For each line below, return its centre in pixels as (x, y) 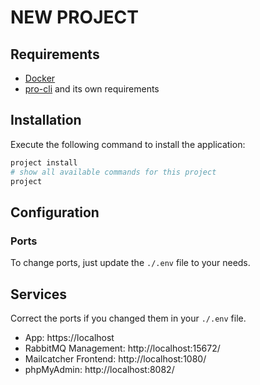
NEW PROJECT (74, 17)
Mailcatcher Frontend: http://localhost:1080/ (115, 358)
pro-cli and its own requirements (92, 89)
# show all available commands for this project (113, 172)
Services (39, 294)
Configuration (55, 212)
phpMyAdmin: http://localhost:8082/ (99, 369)
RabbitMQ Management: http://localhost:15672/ (122, 348)
